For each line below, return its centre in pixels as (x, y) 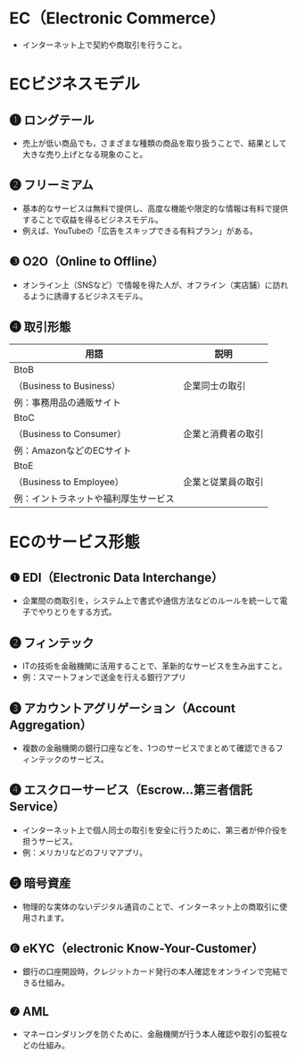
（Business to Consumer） (70, 434)
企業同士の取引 (215, 386)
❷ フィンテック (52, 643)
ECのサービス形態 (74, 542)
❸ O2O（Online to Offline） (87, 261)
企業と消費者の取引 (224, 434)
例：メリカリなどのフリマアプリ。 (85, 852)
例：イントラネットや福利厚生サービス (95, 499)
